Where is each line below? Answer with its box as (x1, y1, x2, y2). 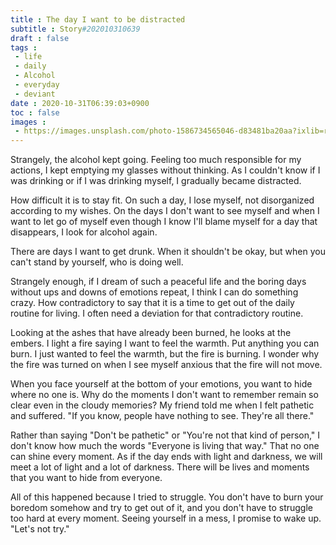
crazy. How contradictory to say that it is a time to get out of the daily (10, 297, 295, 309)
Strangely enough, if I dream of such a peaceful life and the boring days (10, 276, 307, 288)
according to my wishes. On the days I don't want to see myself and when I (10, 205, 320, 217)
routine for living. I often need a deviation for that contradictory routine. (10, 307, 304, 320)
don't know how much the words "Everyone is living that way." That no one (10, 440, 320, 452)
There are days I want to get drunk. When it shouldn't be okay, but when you (10, 246, 326, 258)
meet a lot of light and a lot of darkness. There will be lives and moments (10, 461, 310, 473)
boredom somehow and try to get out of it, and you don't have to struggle (10, 502, 314, 514)
